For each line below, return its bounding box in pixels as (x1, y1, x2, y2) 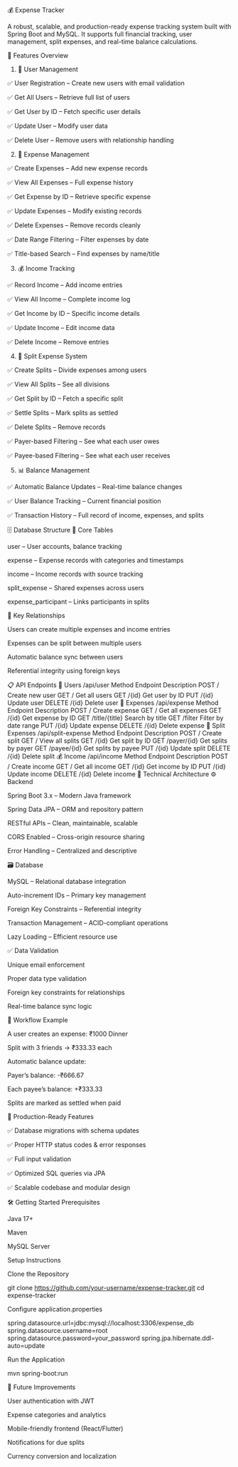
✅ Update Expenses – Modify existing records (7, 207, 142, 215)
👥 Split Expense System (17, 352, 87, 360)
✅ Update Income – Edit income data (7, 324, 115, 331)
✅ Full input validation (7, 1155, 72, 1163)
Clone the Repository (7, 1270, 70, 1278)
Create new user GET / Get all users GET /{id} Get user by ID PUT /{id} (7, 691, 214, 699)
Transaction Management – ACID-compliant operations (7, 919, 168, 927)
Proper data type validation (7, 974, 87, 982)
